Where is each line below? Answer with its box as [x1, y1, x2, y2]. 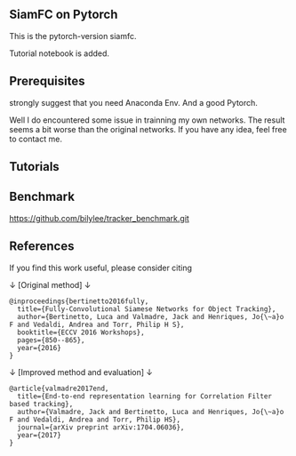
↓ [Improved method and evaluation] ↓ [9, 366, 154, 377]
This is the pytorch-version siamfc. [9, 30, 137, 41]
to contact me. [9, 133, 62, 144]
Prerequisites [9, 74, 85, 89]
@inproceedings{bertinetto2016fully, [9, 297, 149, 306]
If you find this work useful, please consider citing [9, 262, 193, 273]
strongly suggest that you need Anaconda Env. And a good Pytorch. [9, 97, 258, 108]
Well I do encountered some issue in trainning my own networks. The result [9, 115, 285, 125]
